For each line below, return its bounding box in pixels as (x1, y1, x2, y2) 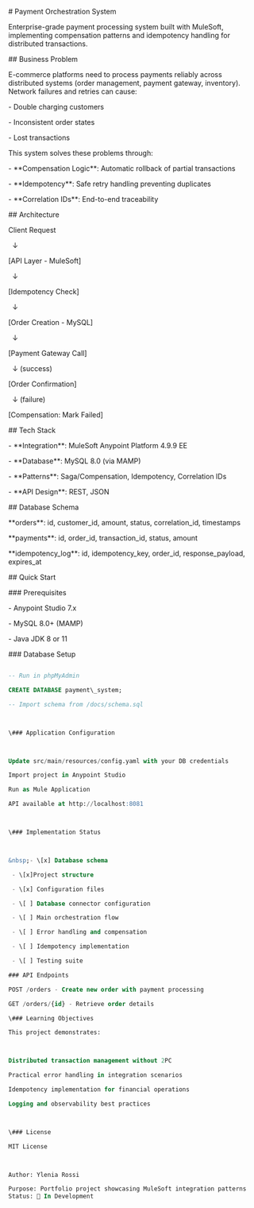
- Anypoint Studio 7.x (8, 603, 77, 613)
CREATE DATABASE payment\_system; (8, 686, 123, 694)
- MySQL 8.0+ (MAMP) (8, 619, 83, 628)
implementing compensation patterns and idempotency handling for (8, 31, 230, 40)
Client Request (8, 226, 56, 234)
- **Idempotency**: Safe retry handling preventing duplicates (8, 179, 212, 188)
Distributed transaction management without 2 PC (8, 1057, 172, 1065)
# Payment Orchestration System (8, 7, 117, 16)
